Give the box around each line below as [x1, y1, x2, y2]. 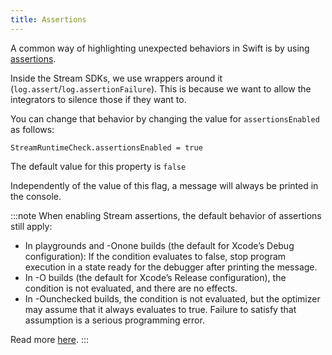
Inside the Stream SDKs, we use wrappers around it [10, 72, 223, 84]
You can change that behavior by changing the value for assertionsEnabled [10, 112, 320, 125]
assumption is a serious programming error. [24, 314, 205, 326]
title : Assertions [10, 14, 87, 25]
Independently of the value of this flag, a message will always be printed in [10, 179, 319, 191]
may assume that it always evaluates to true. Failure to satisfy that [24, 303, 297, 315]
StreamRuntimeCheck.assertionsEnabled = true [10, 142, 203, 153]
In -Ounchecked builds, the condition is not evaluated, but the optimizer [24, 292, 321, 305]
